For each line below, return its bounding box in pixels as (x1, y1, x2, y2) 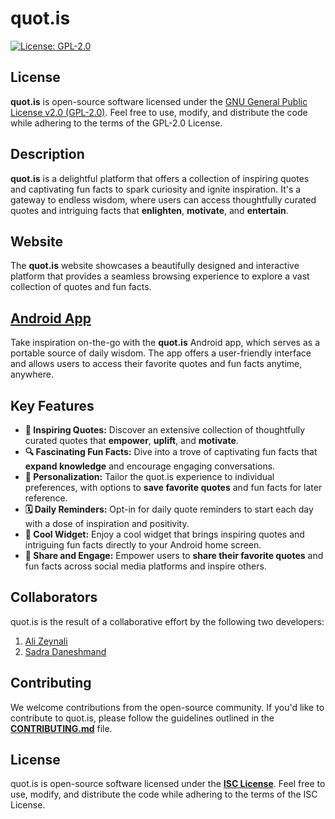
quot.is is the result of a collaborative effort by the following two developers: (10, 615, 325, 627)
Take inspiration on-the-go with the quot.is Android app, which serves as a (10, 337, 320, 349)
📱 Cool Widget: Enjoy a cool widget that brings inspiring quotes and (24, 528, 305, 540)
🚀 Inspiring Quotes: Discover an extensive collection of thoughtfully (24, 424, 306, 436)
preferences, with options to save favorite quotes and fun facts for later (24, 482, 323, 493)
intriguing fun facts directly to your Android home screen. (24, 539, 262, 551)
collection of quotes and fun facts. (10, 281, 152, 293)
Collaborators (10, 589, 98, 606)
